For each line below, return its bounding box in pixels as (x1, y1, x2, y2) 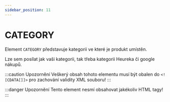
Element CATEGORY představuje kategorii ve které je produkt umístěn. (5, 46, 148, 52)
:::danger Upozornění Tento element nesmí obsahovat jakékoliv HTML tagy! (5, 86, 163, 92)
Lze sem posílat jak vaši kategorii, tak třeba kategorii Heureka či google (5, 56, 155, 62)
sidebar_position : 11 (5, 7, 51, 13)
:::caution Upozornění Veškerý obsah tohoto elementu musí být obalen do (5, 71, 160, 77)
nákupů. (5, 61, 22, 67)
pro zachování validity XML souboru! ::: (29, 77, 111, 83)
